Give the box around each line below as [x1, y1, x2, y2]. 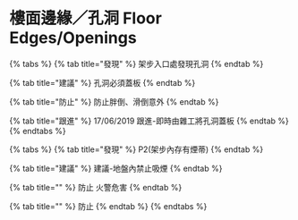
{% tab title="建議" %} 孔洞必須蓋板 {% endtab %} [9, 77, 196, 88]
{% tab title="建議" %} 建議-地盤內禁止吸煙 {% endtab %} [9, 163, 223, 173]
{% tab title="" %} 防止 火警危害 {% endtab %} [9, 182, 183, 192]
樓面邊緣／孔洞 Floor [9, 8, 163, 29]
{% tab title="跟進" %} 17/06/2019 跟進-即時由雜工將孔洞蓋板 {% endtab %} [9, 115, 289, 126]
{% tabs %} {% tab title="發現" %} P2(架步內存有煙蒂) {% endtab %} [9, 144, 264, 155]
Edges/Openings [9, 28, 137, 48]
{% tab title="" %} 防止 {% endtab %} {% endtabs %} [9, 200, 208, 211]
